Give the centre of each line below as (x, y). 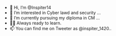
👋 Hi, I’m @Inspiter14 (30, 8)
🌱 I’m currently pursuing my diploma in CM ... (55, 18)
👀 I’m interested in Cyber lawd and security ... (55, 13)
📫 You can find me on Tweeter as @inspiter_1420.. (60, 28)
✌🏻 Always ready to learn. (35, 23)
